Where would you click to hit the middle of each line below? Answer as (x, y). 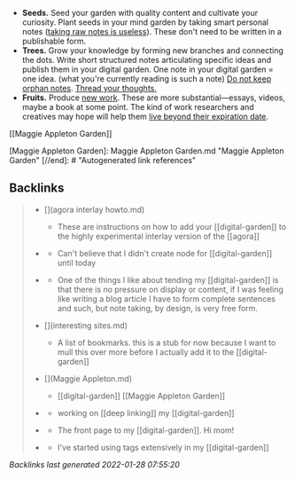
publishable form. (54, 41)
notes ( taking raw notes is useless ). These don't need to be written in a (151, 31)
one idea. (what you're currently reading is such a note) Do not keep (147, 79)
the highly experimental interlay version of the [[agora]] (158, 236)
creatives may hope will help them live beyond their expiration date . (145, 116)
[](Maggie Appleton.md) (88, 378)
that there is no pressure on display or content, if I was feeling (170, 289)
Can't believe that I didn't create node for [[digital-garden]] (165, 253)
